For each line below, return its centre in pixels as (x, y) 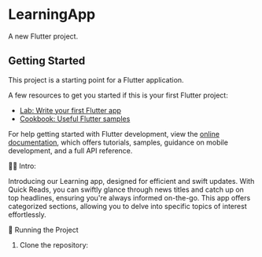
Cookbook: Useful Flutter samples (75, 119)
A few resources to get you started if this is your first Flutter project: (118, 95)
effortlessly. (28, 215)
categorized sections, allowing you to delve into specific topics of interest (127, 206)
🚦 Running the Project (43, 229)
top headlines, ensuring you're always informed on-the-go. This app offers (129, 197)
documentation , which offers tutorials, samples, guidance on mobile (118, 142)
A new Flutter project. (43, 36)
